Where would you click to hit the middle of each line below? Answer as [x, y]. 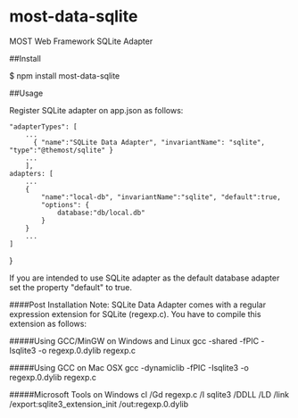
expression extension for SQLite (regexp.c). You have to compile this [135, 313]
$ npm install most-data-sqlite [65, 75]
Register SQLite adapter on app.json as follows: [96, 110]
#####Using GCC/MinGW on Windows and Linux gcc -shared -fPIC [134, 340]
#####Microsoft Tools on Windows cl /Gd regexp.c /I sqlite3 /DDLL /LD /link [149, 394]
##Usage [26, 93]
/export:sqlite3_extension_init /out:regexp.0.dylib [99, 404]
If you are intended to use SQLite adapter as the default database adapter [145, 278]
